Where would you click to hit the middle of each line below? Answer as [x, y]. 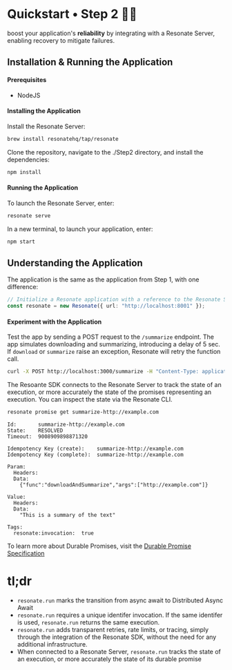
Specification [26, 553]
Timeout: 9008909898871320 [48, 436]
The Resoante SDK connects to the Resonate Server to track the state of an [115, 385]
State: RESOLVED [35, 431]
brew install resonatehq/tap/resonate [63, 139]
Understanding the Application [75, 263]
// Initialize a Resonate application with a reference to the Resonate [114, 299]
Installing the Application [44, 111]
